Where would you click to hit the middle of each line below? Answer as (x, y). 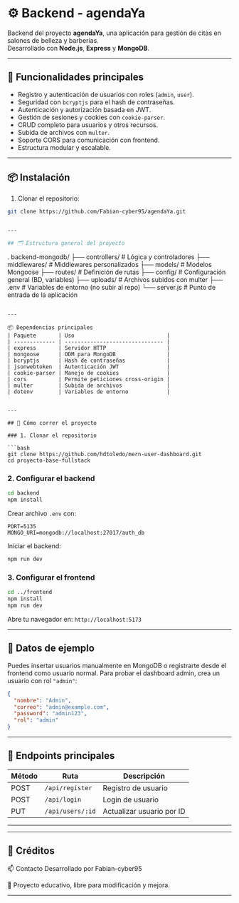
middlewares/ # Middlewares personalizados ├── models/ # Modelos (110, 265)
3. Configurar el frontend (51, 577)
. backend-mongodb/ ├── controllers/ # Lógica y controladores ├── (108, 257)
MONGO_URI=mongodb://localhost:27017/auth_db (76, 533)
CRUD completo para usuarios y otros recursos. (88, 125)
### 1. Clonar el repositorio (52, 436)
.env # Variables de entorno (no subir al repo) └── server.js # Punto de (112, 288)
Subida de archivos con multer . (64, 132)
